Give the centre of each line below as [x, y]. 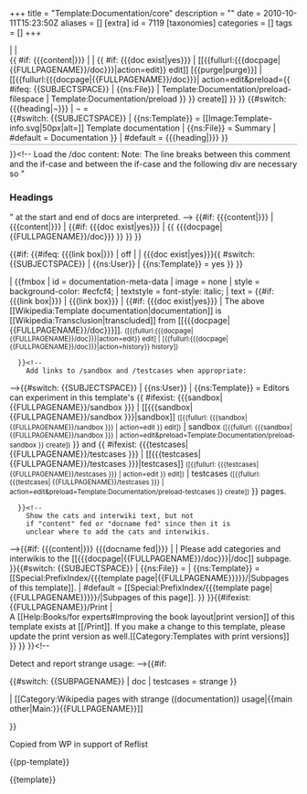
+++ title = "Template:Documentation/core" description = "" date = [136, 13]
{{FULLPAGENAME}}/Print [58, 607]
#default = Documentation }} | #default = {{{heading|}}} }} [119, 138]
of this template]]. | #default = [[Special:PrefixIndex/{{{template [129, 588]
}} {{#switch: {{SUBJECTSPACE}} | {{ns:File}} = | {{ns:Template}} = [135, 568]
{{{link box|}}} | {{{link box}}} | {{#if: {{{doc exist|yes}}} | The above [137, 301]
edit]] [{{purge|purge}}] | [215, 69]
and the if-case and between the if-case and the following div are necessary [153, 164]
